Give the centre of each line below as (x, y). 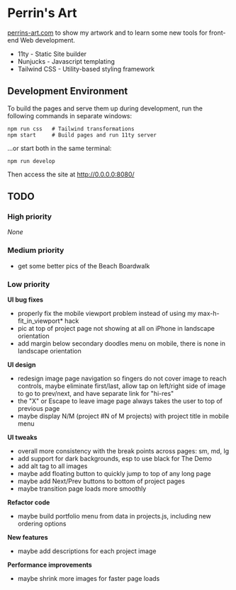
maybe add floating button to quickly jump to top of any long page (114, 474)
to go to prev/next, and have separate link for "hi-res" (96, 394)
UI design (22, 365)
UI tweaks (22, 438)
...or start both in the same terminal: (60, 148)
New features (28, 538)
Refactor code (29, 503)
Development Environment (68, 91)
